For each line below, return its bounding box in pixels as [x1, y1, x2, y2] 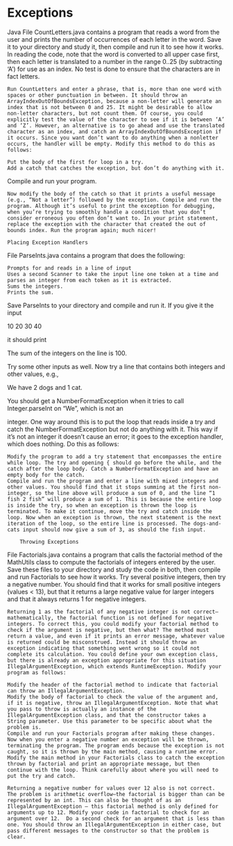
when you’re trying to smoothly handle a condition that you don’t [7, 209, 207, 215]
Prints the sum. [7, 288, 54, 296]
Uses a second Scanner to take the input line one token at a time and [7, 270, 218, 277]
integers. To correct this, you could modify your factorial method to [7, 620, 218, 627]
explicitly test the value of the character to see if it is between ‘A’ [7, 116, 225, 123]
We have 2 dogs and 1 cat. [7, 383, 83, 391]
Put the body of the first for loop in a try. [7, 158, 144, 165]
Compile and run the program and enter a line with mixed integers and [7, 478, 218, 485]
